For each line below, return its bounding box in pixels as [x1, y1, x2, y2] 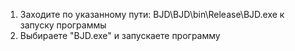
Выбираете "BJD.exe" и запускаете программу [19, 30, 221, 41]
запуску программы [19, 19, 107, 31]
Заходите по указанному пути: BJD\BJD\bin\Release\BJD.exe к [19, 9, 285, 20]
